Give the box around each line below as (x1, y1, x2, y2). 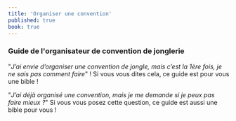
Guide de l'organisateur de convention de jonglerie (8, 46, 185, 56)
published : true (8, 17, 55, 24)
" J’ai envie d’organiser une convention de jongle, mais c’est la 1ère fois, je (8, 62, 222, 71)
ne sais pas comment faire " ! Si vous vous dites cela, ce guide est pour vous (8, 69, 230, 78)
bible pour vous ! (8, 106, 57, 114)
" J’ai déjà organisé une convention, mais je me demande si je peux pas (8, 90, 215, 99)
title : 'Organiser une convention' (8, 10, 112, 17)
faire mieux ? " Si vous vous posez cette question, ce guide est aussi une (8, 98, 218, 106)
